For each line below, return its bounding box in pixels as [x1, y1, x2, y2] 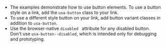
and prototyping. [10, 36, 45, 42]
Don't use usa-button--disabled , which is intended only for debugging [10, 31, 157, 36]
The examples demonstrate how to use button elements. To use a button [10, 4, 161, 10]
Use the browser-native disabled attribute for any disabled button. [10, 25, 150, 31]
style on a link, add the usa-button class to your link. [10, 9, 119, 15]
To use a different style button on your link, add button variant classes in [10, 15, 160, 20]
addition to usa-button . [10, 20, 58, 26]
